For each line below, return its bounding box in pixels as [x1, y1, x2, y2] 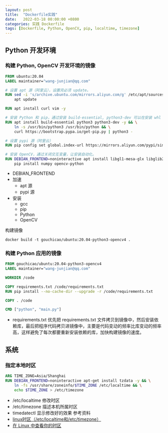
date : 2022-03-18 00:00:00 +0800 [5, 17, 79, 22]
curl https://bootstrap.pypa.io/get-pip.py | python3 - [14, 129, 133, 134]
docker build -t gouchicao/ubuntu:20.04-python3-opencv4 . [5, 237, 131, 242]
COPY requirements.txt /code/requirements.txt [5, 284, 104, 289]
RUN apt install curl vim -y [5, 106, 66, 111]
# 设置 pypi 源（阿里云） [5, 138, 53, 143]
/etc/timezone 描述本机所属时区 [12, 403, 77, 409]
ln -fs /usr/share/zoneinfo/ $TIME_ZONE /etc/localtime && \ [14, 383, 142, 388]
